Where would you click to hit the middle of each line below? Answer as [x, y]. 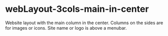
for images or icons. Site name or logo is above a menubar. [66, 28]
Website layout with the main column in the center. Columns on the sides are [84, 23]
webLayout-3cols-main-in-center [77, 9]
